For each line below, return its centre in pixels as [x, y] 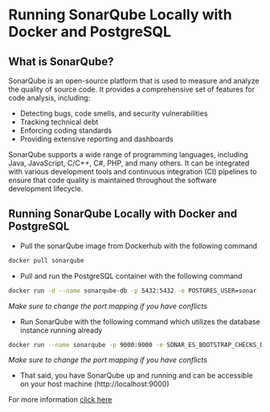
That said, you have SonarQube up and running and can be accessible [136, 376]
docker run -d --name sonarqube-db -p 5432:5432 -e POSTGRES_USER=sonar [133, 291]
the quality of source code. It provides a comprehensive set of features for [132, 89]
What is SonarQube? [61, 61]
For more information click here [60, 400]
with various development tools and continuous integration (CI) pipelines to [133, 171]
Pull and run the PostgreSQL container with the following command [131, 275]
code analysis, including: [49, 98]
